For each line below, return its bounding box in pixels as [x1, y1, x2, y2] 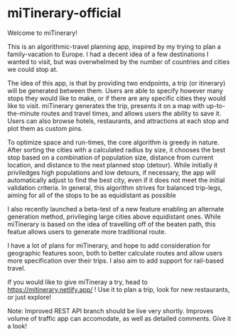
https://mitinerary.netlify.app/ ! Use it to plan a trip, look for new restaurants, [7, 285, 230, 293]
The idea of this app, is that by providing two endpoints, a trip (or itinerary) [7, 78, 226, 87]
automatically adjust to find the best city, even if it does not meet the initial [7, 176, 225, 184]
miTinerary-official [7, 5, 121, 21]
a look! [7, 322, 27, 330]
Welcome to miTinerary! [7, 28, 78, 37]
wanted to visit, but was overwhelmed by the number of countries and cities [7, 57, 230, 65]
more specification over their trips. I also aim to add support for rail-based [7, 256, 224, 265]
